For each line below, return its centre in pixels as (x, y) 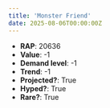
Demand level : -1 (49, 63)
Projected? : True (48, 80)
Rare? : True (39, 97)
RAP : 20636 (40, 46)
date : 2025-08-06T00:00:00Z (55, 23)
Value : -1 (35, 54)
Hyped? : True (43, 88)
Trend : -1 (35, 71)
